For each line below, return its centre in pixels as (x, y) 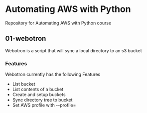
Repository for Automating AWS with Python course (58, 23)
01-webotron (26, 39)
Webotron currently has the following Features (53, 74)
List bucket (24, 84)
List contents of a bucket (38, 89)
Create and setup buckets (39, 95)
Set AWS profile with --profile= (44, 105)
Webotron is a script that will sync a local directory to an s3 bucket (73, 50)
